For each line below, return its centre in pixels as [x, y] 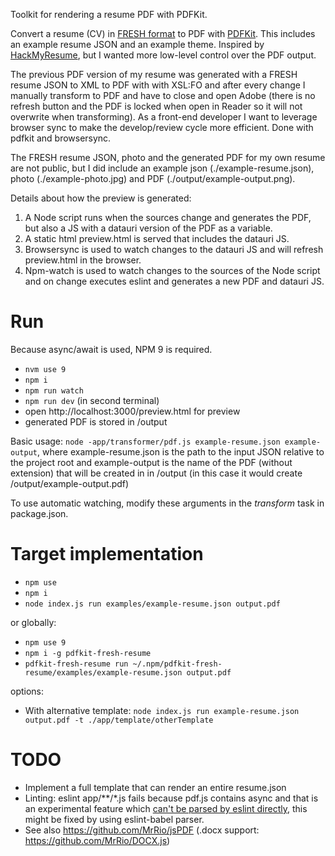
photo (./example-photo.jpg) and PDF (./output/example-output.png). [153, 178]
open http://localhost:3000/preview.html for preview [132, 411]
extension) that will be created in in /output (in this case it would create [156, 473]
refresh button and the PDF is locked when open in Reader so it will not [156, 106]
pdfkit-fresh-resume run [76, 664]
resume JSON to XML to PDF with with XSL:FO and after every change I [158, 85]
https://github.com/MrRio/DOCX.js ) [97, 840]
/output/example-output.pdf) [70, 483]
